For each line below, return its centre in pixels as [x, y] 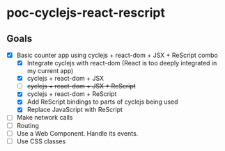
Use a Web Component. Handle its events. [77, 133]
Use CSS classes [41, 141]
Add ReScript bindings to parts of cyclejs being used [102, 102]
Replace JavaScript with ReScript [75, 110]
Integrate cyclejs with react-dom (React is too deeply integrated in [122, 63]
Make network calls [45, 118]
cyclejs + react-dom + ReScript [72, 94]
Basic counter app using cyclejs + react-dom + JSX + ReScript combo [117, 55]
